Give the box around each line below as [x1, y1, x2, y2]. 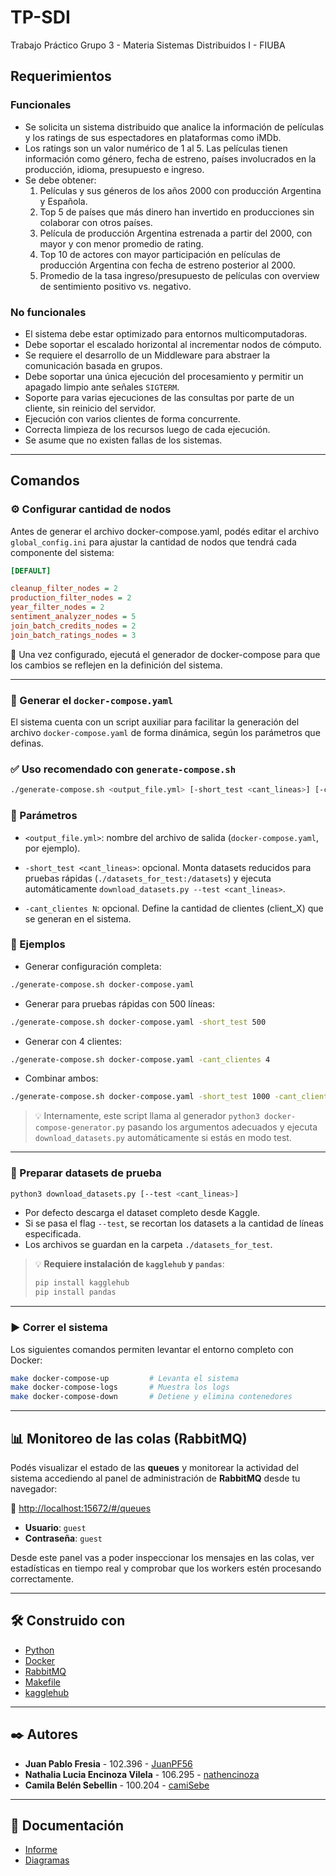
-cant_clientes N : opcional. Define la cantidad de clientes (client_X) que [24, 902, 324, 914]
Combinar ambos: [24, 1072, 99, 1085]
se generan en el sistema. [24, 912, 132, 925]
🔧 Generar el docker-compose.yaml [10, 693, 174, 707]
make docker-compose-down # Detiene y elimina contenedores [10, 1392, 293, 1402]
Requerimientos [10, 68, 112, 85]
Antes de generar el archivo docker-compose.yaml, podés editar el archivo [10, 525, 320, 537]
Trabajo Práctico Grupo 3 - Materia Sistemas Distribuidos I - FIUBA [10, 39, 286, 51]
